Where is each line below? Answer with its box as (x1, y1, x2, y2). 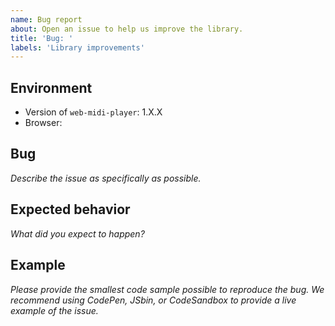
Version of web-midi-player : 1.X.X (24, 106, 163, 118)
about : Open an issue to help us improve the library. (10, 24, 244, 34)
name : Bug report (10, 14, 83, 25)
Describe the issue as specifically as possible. (10, 172, 202, 184)
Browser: (24, 117, 63, 129)
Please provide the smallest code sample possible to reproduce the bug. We (10, 283, 325, 295)
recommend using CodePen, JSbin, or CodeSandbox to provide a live (10, 294, 297, 306)
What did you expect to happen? (10, 227, 145, 240)
